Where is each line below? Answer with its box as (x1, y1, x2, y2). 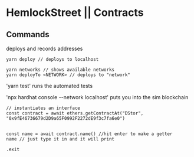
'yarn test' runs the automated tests (6, 83, 93, 89)
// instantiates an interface (6, 105, 81, 111)
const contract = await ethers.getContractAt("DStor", (6, 110, 144, 116)
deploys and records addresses (6, 45, 83, 52)
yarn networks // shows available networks (6, 67, 115, 73)
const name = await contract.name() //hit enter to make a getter (6, 131, 173, 137)
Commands (6, 30, 50, 40)
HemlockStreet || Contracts (6, 6, 144, 19)
